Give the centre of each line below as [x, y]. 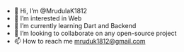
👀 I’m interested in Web [48, 18]
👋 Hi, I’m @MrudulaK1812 [50, 11]
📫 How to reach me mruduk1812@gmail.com [80, 41]
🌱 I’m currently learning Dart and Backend [75, 26]
